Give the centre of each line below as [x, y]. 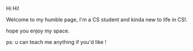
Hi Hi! [13, 8]
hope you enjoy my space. [38, 31]
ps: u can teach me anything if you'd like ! [56, 42]
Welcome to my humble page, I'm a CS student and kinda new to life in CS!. [97, 19]
